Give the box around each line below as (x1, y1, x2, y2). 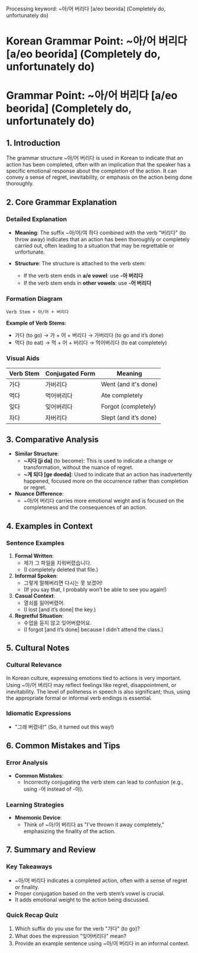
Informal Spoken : (14, 572, 58, 579)
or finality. (14, 883, 40, 890)
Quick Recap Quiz (6, 911, 59, 919)
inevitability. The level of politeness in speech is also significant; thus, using (6, 688, 190, 695)
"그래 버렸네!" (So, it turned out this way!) (14, 723, 114, 730)
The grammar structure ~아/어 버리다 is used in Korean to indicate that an (6, 155, 183, 162)
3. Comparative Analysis (6, 434, 99, 444)
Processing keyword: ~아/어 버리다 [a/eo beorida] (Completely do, (6, 5, 166, 12)
